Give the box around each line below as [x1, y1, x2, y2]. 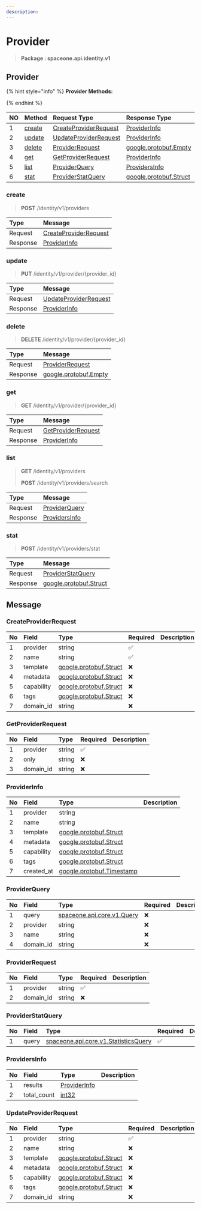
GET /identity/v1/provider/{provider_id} [20, 402, 117, 409]
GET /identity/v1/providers [20, 467, 86, 474]
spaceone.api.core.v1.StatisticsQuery [45, 1037, 152, 1046]
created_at [23, 867, 54, 876]
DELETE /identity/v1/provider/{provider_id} [20, 336, 126, 343]
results [23, 1080, 43, 1089]
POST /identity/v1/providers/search [20, 479, 108, 486]
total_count [23, 1091, 55, 1099]
